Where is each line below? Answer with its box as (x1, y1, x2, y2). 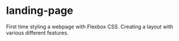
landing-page (6, 4, 74, 17)
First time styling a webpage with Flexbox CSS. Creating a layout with (6, 23, 174, 30)
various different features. (6, 29, 69, 36)
